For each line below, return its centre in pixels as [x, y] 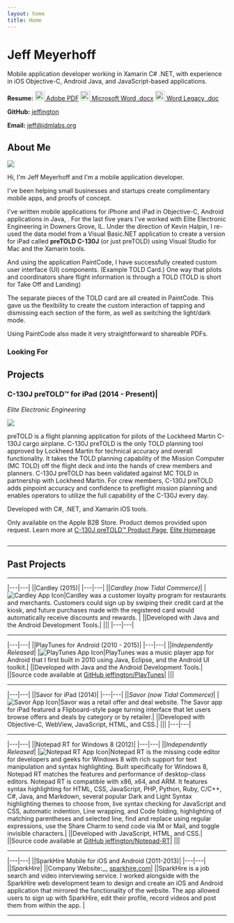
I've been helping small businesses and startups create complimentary [109, 191]
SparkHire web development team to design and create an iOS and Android [115, 883]
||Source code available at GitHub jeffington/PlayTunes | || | [91, 675]
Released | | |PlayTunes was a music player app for [111, 652]
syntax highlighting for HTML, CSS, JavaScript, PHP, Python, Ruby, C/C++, [115, 788]
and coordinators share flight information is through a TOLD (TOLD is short [114, 277]
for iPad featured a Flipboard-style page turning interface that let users [109, 710]
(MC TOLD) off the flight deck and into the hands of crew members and [110, 465]
